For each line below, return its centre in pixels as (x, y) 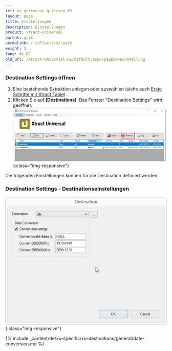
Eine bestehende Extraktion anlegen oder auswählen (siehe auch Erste (87, 89)
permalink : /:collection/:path (39, 43)
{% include (17, 338)
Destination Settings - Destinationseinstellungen (67, 189)
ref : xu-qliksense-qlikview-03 (39, 11)
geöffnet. (22, 105)
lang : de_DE (18, 54)
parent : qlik (19, 38)
